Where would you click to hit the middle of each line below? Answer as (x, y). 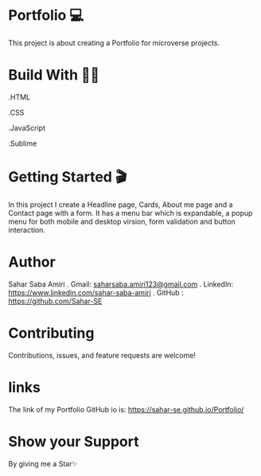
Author (32, 262)
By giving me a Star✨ (43, 463)
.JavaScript (27, 127)
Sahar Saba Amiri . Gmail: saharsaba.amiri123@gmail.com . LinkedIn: (121, 284)
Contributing (51, 333)
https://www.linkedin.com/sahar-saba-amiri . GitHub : (96, 292)
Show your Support (74, 441)
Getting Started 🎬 (68, 177)
